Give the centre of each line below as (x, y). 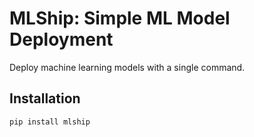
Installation (45, 98)
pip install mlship (50, 122)
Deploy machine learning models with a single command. (127, 67)
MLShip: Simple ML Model (120, 18)
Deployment (61, 39)
